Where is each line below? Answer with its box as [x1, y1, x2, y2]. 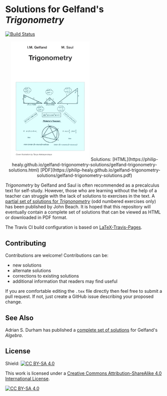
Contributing [5, 239, 46, 247]
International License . [5, 375, 50, 381]
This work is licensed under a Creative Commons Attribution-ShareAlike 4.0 [5, 370, 162, 376]
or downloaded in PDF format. [5, 214, 68, 221]
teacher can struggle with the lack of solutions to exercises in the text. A [5, 193, 155, 199]
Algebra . [5, 332, 23, 338]
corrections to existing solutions [12, 273, 79, 279]
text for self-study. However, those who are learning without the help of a [5, 188, 157, 194]
